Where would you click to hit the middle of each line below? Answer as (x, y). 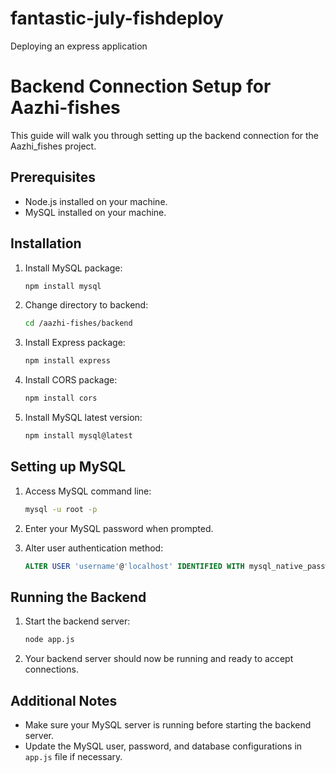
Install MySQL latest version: (83, 417)
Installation (46, 243)
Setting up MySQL (68, 467)
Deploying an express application (79, 46)
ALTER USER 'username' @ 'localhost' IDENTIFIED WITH (134, 566)
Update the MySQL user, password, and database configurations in (163, 746)
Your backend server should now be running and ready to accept (159, 659)
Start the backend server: (77, 621)
